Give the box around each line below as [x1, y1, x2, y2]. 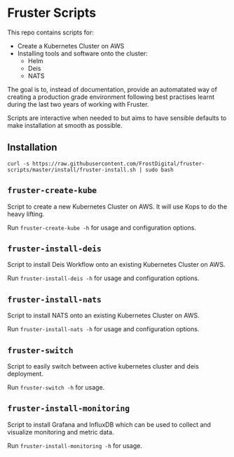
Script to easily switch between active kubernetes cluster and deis [7, 362, 200, 370]
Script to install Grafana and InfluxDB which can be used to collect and [7, 420, 212, 429]
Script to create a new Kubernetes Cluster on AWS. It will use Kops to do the [7, 202, 228, 211]
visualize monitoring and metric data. [7, 428, 114, 436]
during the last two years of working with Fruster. [7, 100, 149, 108]
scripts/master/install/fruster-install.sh [7, 166, 137, 173]
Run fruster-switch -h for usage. [7, 383, 105, 391]
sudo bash [144, 166, 174, 173]
